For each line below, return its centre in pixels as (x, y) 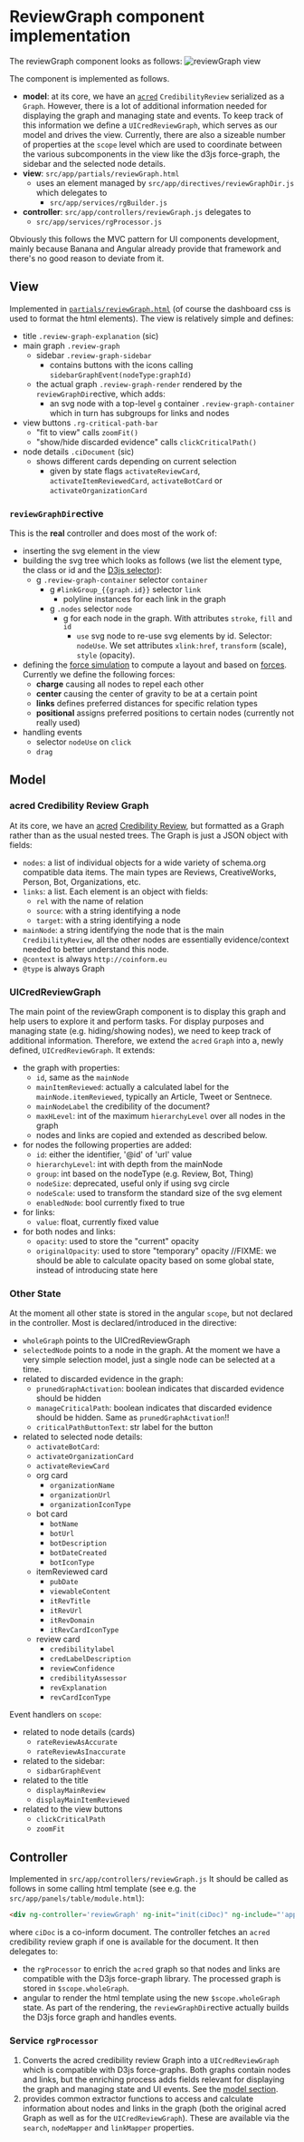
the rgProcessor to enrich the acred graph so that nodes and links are (151, 1969)
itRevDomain (72, 1621)
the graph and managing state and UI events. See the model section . (150, 2089)
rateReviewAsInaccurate (81, 1752)
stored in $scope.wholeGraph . (76, 1989)
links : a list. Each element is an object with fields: (115, 891)
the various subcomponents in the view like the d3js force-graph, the (151, 154)
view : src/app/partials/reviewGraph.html (101, 173)
